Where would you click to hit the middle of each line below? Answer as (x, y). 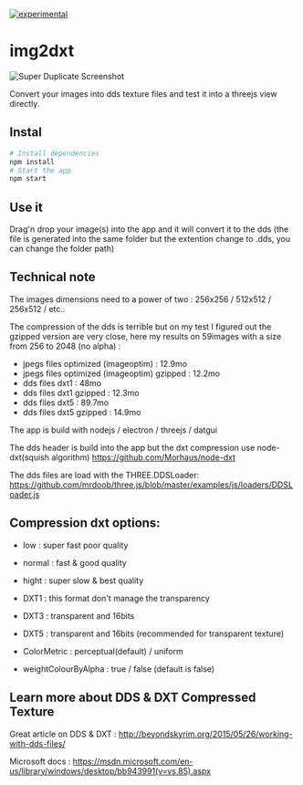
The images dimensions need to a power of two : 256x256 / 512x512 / (141, 299)
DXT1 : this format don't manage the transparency (116, 598)
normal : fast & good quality (75, 562)
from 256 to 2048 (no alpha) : (65, 346)
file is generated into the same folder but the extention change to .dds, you (150, 239)
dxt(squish (30, 457)
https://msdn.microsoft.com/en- (133, 761)
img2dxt (42, 51)
